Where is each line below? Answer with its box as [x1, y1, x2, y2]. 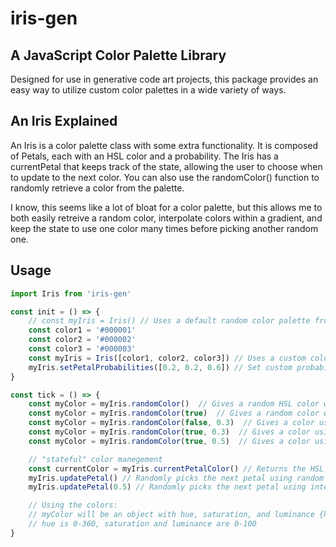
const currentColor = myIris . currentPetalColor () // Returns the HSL [28, 463, 325, 474]
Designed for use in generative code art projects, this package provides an [10, 73, 319, 85]
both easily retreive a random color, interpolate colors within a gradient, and [10, 212, 323, 224]
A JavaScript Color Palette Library [10, 47, 227, 64]
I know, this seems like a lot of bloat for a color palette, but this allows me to [10, 201, 323, 213]
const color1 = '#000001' [28, 325, 137, 336]
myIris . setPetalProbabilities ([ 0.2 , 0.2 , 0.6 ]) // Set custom [28, 362, 293, 372]
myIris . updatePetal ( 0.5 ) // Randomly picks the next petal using [28, 482, 307, 492]
